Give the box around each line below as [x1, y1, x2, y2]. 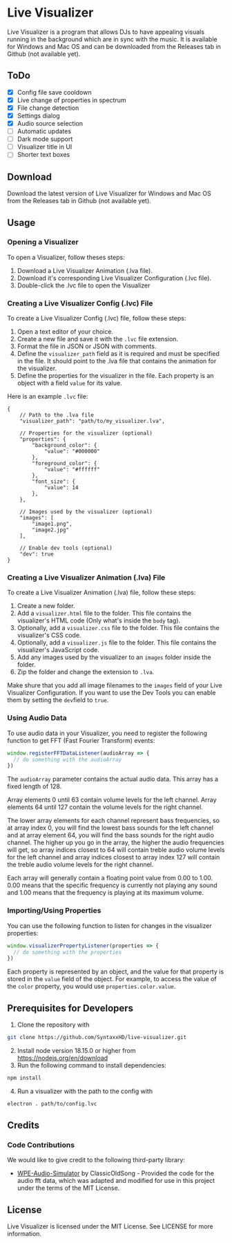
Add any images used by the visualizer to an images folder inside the [17, 653, 212, 661]
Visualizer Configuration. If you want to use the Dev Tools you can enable [7, 689, 216, 697]
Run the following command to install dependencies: [17, 1061, 167, 1069]
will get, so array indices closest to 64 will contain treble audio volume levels [7, 846, 225, 854]
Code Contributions [7, 1140, 75, 1150]
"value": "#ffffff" [43, 466, 100, 473]
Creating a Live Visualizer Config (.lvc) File [7, 298, 153, 308]
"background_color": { [32, 442, 97, 449]
